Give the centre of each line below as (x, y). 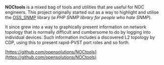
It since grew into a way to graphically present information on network (76, 27)
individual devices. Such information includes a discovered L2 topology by (80, 37)
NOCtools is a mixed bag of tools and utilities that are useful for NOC (75, 7)
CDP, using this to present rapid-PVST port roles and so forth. (67, 43)
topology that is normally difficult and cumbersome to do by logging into (78, 32)
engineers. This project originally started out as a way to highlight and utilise (82, 12)
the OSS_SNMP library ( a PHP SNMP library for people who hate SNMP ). (79, 17)
